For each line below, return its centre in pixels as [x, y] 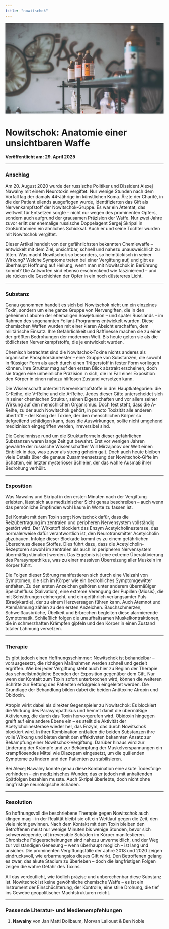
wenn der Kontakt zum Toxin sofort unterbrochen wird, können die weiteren [83, 679]
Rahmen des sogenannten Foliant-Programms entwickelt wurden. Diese [80, 321]
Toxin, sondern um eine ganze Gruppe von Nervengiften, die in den [75, 310]
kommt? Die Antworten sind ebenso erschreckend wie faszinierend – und [81, 270]
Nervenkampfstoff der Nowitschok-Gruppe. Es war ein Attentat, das [75, 207]
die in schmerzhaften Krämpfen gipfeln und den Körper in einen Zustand [80, 623]
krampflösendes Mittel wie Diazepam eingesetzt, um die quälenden [75, 753]
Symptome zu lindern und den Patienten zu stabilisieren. [64, 759]
